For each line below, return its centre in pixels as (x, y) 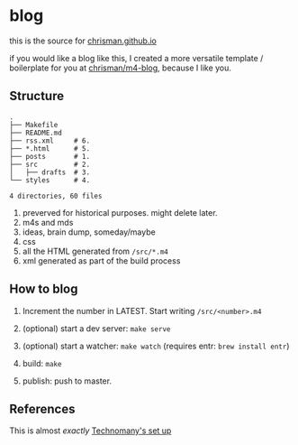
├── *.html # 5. (50, 148)
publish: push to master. (67, 381)
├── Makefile (34, 125)
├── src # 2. (50, 164)
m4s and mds (48, 222)
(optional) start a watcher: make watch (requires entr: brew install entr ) (156, 346)
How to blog (44, 289)
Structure (37, 96)
